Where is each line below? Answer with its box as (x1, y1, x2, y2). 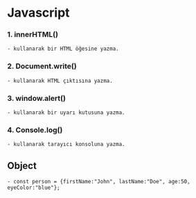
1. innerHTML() (7, 30, 59, 40)
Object (7, 160, 37, 172)
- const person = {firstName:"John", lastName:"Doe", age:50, (7, 179, 190, 185)
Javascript (7, 5, 71, 21)
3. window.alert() (7, 93, 66, 103)
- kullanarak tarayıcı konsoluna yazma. (7, 141, 126, 148)
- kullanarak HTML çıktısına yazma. (7, 77, 113, 84)
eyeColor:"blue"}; (7, 184, 60, 192)
